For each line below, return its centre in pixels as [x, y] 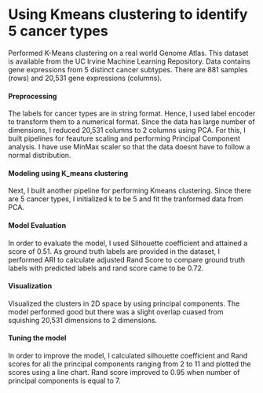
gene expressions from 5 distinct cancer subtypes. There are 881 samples [128, 69]
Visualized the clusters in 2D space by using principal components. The [124, 303]
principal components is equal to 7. [64, 380]
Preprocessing [33, 96]
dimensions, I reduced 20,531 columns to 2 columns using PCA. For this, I [127, 130]
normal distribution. [40, 156]
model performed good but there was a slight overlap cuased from [116, 311]
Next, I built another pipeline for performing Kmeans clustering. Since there [130, 191]
